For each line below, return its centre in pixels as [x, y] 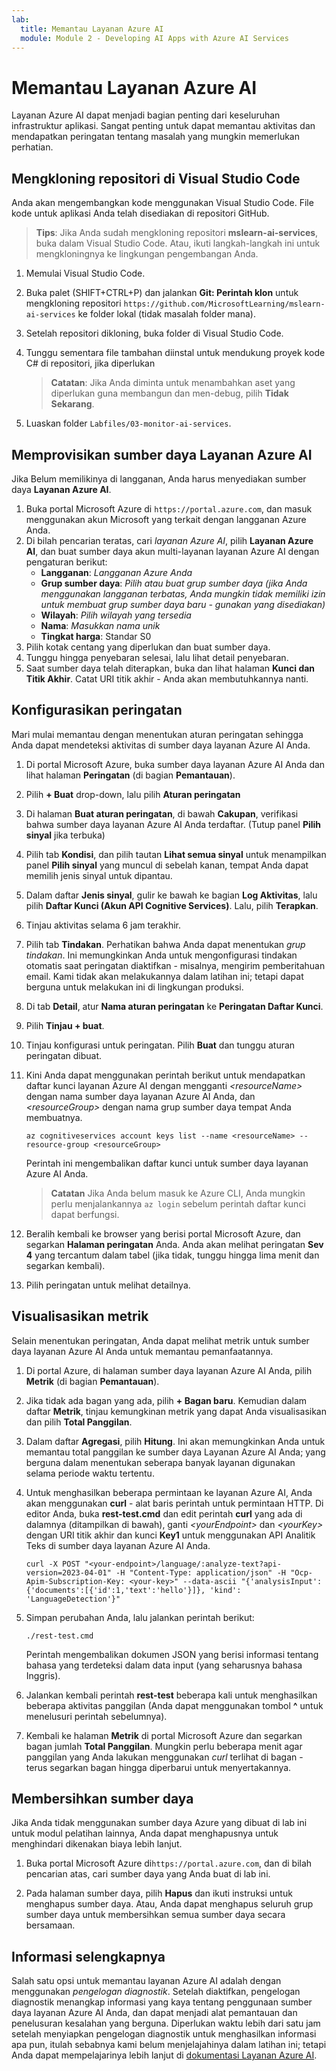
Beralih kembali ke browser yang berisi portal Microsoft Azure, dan [163, 1233]
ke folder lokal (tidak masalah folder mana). [166, 314]
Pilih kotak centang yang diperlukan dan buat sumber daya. [148, 647]
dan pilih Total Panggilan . [79, 1422]
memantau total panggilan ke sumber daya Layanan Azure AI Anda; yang [175, 1452]
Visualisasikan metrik [80, 1316]
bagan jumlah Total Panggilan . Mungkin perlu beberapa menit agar [164, 1746]
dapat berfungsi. [85, 1214]
